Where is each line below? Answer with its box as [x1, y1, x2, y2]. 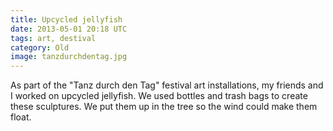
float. [10, 111, 32, 123]
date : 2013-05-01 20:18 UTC [10, 24, 128, 34]
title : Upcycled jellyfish [10, 14, 123, 25]
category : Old [10, 42, 70, 53]
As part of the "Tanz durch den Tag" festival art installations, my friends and [10, 79, 324, 91]
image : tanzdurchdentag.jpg [10, 52, 128, 62]
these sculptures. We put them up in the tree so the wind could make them [10, 101, 318, 113]
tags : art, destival [10, 33, 97, 43]
